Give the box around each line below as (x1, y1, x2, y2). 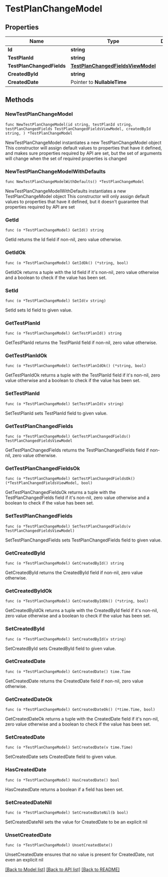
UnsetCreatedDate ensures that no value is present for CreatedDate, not (5, 851, 154, 857)
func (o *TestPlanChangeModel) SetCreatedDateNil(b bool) (5, 810, 128, 815)
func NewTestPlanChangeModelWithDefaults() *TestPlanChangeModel (5, 179, 144, 184)
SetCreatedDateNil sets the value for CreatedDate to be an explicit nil (5, 819, 147, 825)
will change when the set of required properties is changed (5, 155, 127, 161)
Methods (5, 95, 34, 104)
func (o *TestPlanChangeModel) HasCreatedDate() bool (5, 777, 120, 782)
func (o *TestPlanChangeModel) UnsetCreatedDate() (5, 843, 113, 848)
